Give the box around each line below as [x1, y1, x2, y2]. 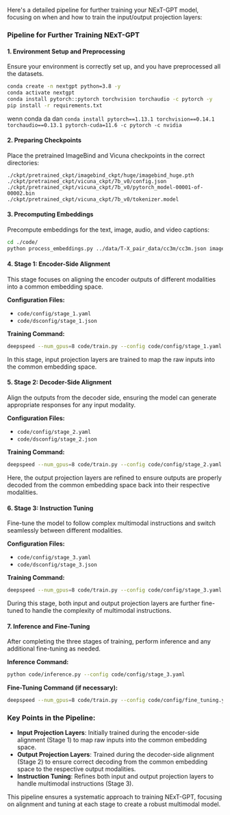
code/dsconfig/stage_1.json [16, 317, 97, 324]
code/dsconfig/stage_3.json [16, 561, 97, 568]
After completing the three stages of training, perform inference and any [7, 637, 211, 646]
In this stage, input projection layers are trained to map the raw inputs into [7, 355, 216, 363]
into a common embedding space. [7, 282, 104, 291]
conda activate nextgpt [7, 89, 75, 96]
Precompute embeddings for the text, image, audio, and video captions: [7, 226, 210, 234]
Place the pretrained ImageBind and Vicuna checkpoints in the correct [7, 151, 205, 160]
